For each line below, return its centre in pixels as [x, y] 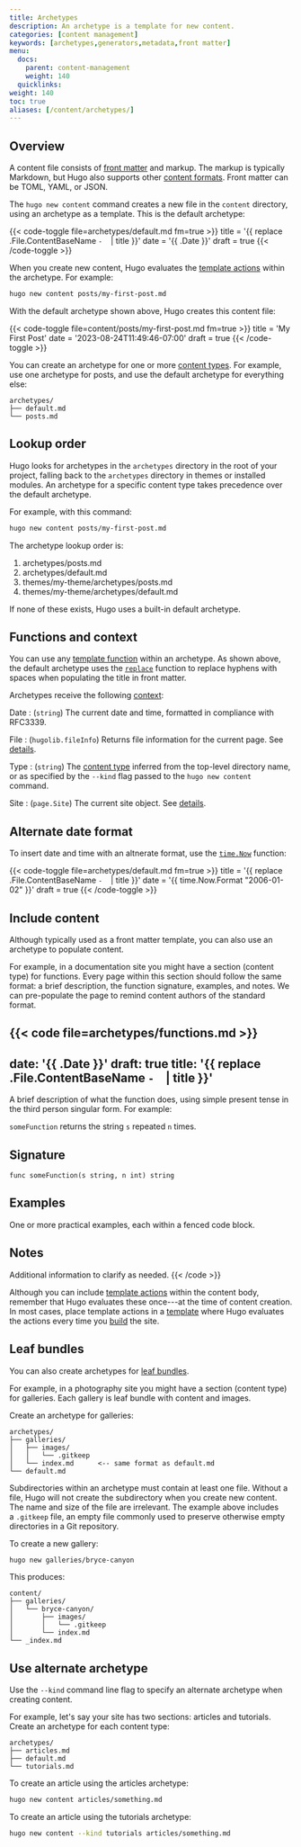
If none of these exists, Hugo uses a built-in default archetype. [125, 609]
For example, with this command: [71, 511]
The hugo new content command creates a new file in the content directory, [149, 204]
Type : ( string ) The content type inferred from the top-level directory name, [150, 767]
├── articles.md [40, 1751]
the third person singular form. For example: [91, 1109]
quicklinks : [40, 85]
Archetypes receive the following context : [87, 695]
